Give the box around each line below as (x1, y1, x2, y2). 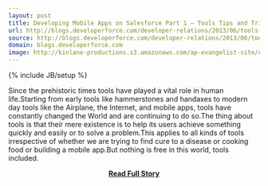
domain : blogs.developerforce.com (8, 41, 124, 49)
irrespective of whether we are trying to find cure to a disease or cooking (8, 137, 249, 145)
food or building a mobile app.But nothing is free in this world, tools (8, 145, 230, 154)
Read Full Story (108, 169, 160, 178)
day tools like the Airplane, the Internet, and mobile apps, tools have (8, 103, 231, 112)
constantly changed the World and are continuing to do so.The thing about (8, 111, 254, 120)
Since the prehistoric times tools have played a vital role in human (8, 86, 224, 95)
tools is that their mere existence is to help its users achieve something (8, 120, 242, 129)
